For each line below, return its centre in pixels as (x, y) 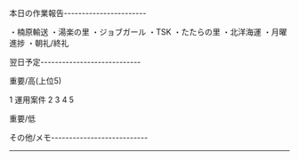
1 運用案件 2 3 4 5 (41, 100)
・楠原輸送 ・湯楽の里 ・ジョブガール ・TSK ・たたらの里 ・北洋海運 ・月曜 (148, 32)
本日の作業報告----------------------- (78, 13)
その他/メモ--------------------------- (79, 137)
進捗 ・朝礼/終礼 (39, 43)
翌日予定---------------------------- (75, 62)
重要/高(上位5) (36, 81)
